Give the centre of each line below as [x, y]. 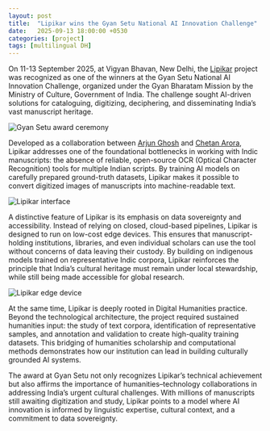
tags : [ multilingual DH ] [50, 46]
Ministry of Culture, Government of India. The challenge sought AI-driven [130, 94]
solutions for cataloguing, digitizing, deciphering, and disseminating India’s [132, 103]
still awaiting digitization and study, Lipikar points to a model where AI [124, 401]
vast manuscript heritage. [51, 112]
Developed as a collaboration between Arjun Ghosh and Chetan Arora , [125, 143]
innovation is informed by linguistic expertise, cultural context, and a [122, 410]
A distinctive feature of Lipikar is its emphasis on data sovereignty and [125, 217]
